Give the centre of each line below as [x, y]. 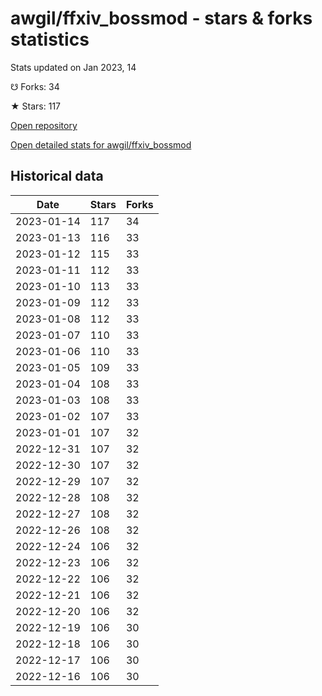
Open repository [44, 125]
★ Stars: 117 [36, 106]
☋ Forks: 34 [35, 86]
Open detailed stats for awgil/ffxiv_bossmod [101, 144]
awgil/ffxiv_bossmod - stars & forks [161, 18]
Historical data [57, 176]
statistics [50, 39]
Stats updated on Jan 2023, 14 [73, 67]
